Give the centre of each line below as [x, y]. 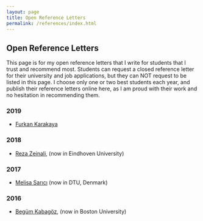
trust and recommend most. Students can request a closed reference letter [100, 69]
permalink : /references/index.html [52, 23]
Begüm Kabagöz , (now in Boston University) [71, 212]
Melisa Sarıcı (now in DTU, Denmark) [61, 183]
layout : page [23, 12]
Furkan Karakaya [36, 124]
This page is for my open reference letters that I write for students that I [96, 63]
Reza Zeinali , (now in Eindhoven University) [69, 153]
